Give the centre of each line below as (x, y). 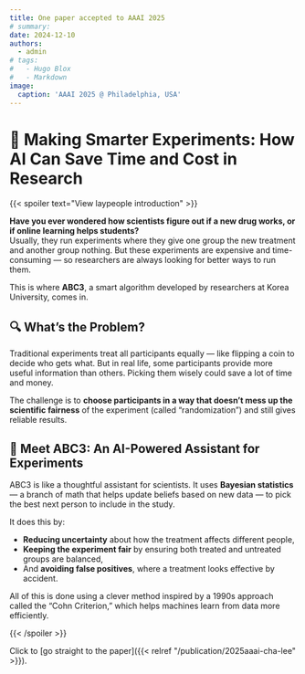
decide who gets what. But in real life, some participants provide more (141, 363)
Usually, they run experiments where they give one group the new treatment (152, 241)
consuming (31, 260)
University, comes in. (49, 297)
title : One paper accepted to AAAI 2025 (88, 18)
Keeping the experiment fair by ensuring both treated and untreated (152, 550)
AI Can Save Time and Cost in (123, 158)
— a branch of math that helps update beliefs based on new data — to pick (151, 495)
